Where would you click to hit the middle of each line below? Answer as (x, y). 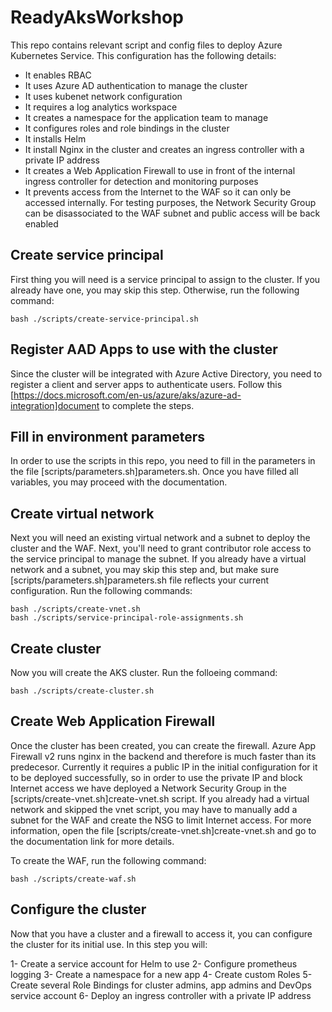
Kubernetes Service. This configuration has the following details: (143, 55)
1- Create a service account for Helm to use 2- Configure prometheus (154, 963)
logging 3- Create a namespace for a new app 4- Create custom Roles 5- (161, 974)
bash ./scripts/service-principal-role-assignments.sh (127, 618)
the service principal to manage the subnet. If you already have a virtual (158, 559)
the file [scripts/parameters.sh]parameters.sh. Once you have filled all (154, 472)
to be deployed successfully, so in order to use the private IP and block (156, 777)
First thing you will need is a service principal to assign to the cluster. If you (165, 279)
